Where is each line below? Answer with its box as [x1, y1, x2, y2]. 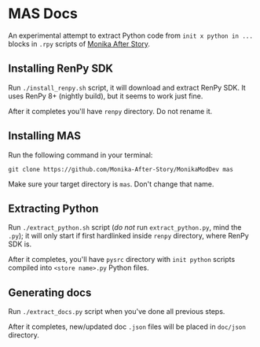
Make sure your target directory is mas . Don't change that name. [8, 179, 214, 189]
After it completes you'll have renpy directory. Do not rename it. [8, 106, 213, 116]
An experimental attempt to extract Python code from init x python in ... [8, 31, 254, 40]
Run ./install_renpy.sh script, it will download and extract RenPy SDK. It [8, 83, 246, 92]
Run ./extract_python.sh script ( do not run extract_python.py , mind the [8, 223, 242, 232]
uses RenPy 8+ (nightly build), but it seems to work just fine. [8, 91, 203, 101]
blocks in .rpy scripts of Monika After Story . [8, 39, 151, 48]
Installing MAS [8, 129, 81, 142]
